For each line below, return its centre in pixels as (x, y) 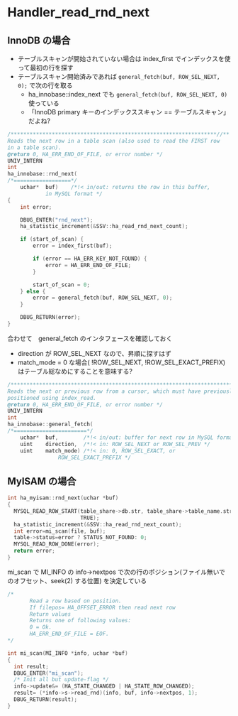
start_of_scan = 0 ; (62, 285)
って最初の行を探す (46, 67)
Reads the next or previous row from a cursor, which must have (104, 391)
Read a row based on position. (75, 601)
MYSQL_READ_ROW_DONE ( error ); (57, 544)
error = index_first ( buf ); (73, 246)
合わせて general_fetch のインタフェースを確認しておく (90, 338)
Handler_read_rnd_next (79, 12)
